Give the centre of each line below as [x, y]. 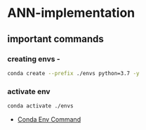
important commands [55, 39]
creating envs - [34, 59]
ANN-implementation [71, 13]
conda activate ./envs [40, 106]
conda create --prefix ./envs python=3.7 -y [73, 73]
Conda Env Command [49, 119]
